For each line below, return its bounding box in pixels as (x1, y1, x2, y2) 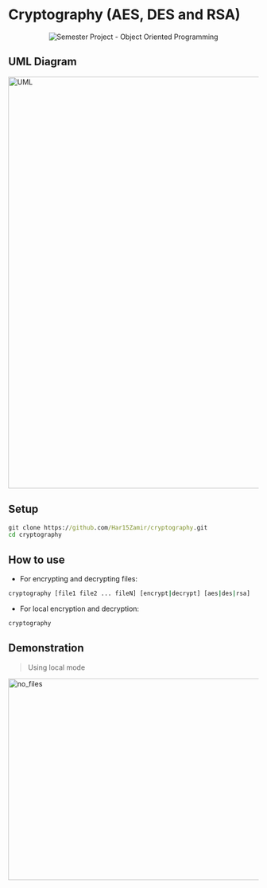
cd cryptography (8, 531, 62, 539)
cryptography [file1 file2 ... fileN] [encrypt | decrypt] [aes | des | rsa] (8, 589, 250, 598)
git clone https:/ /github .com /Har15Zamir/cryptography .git (8, 523, 208, 531)
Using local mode (27, 663, 86, 672)
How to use (8, 553, 65, 566)
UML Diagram (8, 55, 77, 68)
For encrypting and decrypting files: (19, 574, 137, 584)
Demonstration (8, 641, 85, 655)
